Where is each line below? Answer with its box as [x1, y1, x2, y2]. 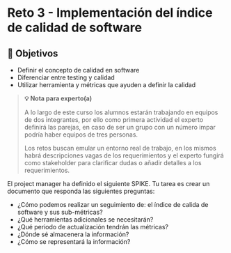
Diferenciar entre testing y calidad [17, 73, 115, 82]
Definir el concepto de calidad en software [17, 66, 140, 74]
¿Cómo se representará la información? [17, 238, 131, 245]
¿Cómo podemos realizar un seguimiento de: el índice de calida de [17, 201, 209, 208]
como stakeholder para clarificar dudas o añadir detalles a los [24, 159, 202, 167]
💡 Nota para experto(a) [24, 94, 93, 102]
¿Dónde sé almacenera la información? [17, 230, 129, 238]
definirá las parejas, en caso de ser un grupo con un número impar [24, 123, 216, 131]
